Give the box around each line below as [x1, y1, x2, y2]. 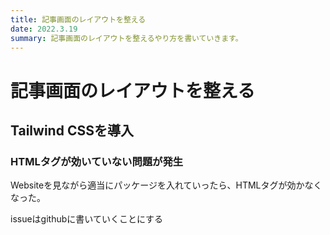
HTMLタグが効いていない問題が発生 [10, 154, 184, 168]
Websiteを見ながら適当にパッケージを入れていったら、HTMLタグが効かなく [10, 179, 323, 191]
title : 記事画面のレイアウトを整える [10, 14, 147, 25]
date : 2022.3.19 [10, 24, 78, 34]
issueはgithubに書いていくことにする [10, 213, 164, 225]
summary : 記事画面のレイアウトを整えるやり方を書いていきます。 [10, 33, 243, 43]
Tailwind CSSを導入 [10, 122, 134, 139]
